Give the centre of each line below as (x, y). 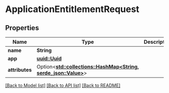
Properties (22, 28)
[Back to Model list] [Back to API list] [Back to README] (63, 85)
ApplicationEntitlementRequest (72, 9)
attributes (20, 70)
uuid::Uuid (49, 59)
